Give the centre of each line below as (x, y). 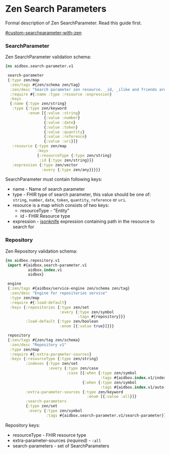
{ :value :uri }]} (61, 142)
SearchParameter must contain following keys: (54, 179)
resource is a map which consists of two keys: (61, 205)
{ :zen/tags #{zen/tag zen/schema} (44, 340)
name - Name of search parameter (49, 189)
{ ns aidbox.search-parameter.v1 (39, 66)
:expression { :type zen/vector (45, 165)
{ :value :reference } (65, 137)
